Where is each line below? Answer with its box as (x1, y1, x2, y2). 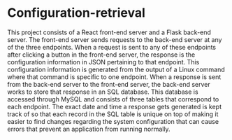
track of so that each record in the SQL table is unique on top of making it (7, 110, 219, 118)
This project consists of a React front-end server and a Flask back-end (7, 28, 212, 36)
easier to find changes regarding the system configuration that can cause (7, 117, 219, 125)
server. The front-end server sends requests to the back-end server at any (7, 35, 222, 43)
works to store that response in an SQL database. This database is (7, 87, 198, 96)
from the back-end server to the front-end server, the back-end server (7, 80, 211, 88)
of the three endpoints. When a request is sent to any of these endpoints (7, 43, 217, 51)
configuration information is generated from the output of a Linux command (7, 65, 225, 73)
